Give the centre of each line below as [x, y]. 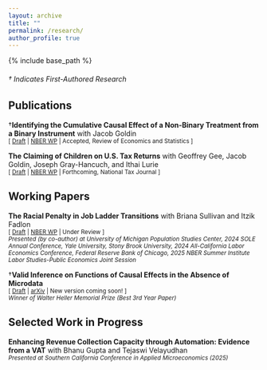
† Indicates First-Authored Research [67, 79]
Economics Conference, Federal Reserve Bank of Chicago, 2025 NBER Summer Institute [129, 253]
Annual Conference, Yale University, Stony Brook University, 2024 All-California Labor [126, 246]
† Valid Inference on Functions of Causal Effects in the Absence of [119, 275]
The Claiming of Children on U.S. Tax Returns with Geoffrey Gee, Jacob [128, 156]
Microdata [26, 283]
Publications [40, 106]
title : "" [25, 23]
